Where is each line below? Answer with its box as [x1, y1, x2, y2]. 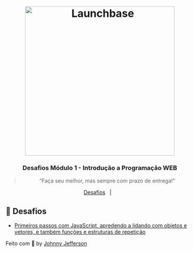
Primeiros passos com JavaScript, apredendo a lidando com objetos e [14, 222, 188, 229]
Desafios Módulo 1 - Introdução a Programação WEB [22, 164, 177, 172]
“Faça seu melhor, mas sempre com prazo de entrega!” [39, 177, 176, 184]
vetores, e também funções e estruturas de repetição [14, 229, 146, 236]
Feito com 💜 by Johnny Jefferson [5, 240, 87, 247]
